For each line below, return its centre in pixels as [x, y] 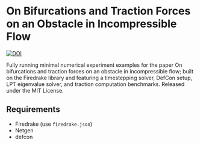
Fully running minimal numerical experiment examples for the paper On [94, 65]
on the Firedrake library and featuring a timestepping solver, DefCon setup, [99, 78]
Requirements [33, 110]
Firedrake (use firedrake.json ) [54, 124]
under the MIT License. [35, 90]
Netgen [24, 130]
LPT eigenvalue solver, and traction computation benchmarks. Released [95, 84]
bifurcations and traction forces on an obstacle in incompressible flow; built [100, 71]
